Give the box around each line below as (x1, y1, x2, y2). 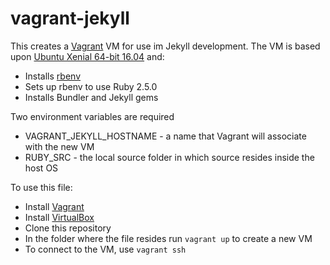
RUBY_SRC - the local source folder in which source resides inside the (24, 151, 315, 163)
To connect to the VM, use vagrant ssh (24, 243, 187, 255)
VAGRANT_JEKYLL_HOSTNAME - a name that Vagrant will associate (24, 130, 307, 142)
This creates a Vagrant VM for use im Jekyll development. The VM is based (10, 40, 321, 52)
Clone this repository (24, 222, 112, 234)
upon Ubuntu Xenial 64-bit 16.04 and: (10, 50, 165, 62)
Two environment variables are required (10, 110, 175, 122)
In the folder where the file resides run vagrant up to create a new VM (24, 232, 313, 244)
